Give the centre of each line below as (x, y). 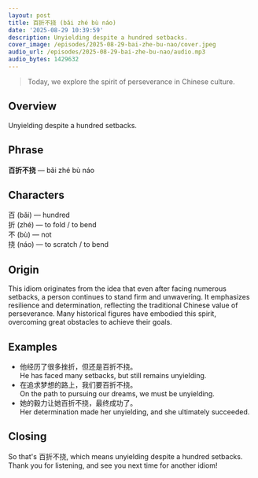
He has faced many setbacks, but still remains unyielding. (113, 375)
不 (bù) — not (30, 235)
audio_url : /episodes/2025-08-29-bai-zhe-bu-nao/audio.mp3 (107, 52)
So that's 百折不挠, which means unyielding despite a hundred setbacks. (125, 456)
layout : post (29, 15)
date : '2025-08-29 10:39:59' (56, 30)
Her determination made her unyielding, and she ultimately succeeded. (135, 412)
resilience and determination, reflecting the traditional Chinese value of (123, 305)
